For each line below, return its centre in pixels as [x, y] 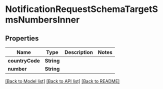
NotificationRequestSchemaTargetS [82, 9]
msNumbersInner [42, 20]
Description [79, 52]
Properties [22, 38]
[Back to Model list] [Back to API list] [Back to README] [62, 81]
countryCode [24, 61]
